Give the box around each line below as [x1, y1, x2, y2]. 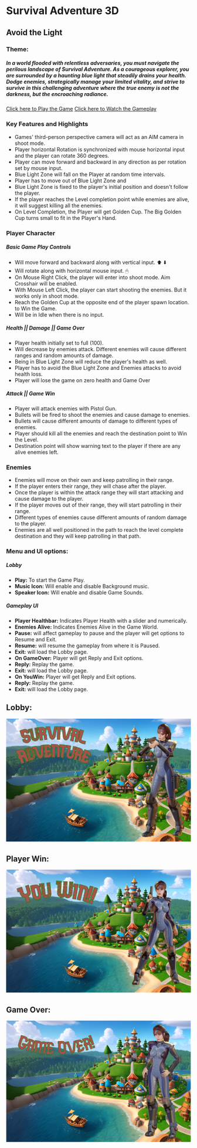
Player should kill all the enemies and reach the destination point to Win [14, 430, 188, 437]
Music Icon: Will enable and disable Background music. [14, 582, 150, 590]
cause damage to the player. [14, 495, 84, 502]
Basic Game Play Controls [6, 243, 72, 250]
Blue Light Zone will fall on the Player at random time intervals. [14, 171, 166, 178]
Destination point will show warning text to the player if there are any [14, 442, 181, 449]
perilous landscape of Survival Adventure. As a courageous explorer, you [6, 66, 189, 73]
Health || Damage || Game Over [6, 324, 85, 332]
